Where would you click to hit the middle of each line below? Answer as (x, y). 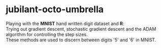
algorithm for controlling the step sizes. (47, 34)
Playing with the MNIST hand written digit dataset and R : (65, 23)
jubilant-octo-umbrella (55, 9)
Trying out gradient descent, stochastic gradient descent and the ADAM (81, 29)
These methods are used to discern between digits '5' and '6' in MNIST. (81, 40)
